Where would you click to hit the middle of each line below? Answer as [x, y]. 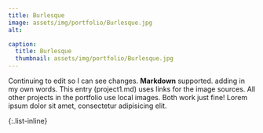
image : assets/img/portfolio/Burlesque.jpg [80, 23]
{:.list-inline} [28, 121]
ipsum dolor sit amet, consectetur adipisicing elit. [88, 106]
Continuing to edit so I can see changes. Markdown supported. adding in [127, 81]
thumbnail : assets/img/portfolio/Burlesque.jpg [95, 59]
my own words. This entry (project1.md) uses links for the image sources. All [132, 89]
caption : [22, 44]
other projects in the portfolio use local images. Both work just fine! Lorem [128, 97]
